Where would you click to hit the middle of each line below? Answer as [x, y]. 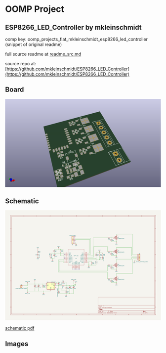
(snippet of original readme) [34, 44]
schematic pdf [20, 328]
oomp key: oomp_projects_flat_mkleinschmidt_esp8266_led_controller [77, 39]
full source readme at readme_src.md [43, 54]
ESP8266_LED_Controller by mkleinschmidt [73, 27]
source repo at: [21, 64]
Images [17, 344]
